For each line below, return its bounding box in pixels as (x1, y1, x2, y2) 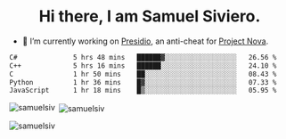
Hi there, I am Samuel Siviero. (38, 6, 261, 27)
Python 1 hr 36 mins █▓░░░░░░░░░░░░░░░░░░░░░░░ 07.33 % (9, 78, 277, 86)
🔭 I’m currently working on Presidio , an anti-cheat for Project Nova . (21, 36, 269, 46)
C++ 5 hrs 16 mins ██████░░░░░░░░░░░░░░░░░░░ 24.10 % (9, 61, 277, 70)
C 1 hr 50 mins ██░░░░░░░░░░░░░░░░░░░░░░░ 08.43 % (9, 69, 277, 78)
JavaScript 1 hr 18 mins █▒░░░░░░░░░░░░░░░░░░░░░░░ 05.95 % (9, 86, 277, 95)
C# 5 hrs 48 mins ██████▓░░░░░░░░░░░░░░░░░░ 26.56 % (9, 53, 277, 61)
